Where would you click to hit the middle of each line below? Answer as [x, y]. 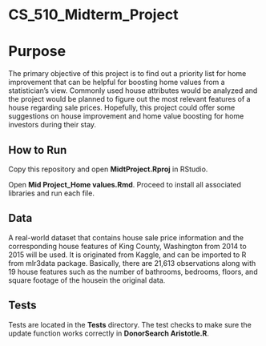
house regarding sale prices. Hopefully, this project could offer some [122, 108]
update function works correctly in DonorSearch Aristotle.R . [109, 333]
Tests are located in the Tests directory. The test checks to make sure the [130, 324]
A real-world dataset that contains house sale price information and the [126, 237]
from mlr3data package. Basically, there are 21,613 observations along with [132, 263]
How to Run [38, 150]
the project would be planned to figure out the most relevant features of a [129, 99]
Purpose [37, 52]
